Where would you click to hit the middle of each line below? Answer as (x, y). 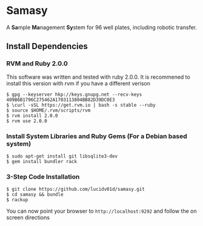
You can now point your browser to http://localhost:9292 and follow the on (101, 211)
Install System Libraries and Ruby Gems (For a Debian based (97, 136)
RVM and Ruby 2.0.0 (37, 64)
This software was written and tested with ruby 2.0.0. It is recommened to (98, 77)
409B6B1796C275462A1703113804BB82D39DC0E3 (61, 100)
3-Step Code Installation (43, 176)
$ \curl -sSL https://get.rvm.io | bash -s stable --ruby (81, 105)
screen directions (28, 218)
